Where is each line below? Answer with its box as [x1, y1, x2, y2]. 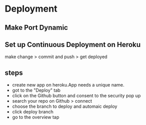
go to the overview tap [12, 114, 59, 120]
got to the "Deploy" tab [12, 87, 61, 94]
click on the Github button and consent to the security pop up [12, 93, 141, 99]
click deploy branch [12, 109, 54, 115]
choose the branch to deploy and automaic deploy [12, 103, 118, 109]
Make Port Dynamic [5, 23, 68, 32]
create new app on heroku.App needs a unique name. [12, 82, 125, 88]
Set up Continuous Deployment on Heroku [5, 40, 141, 49]
